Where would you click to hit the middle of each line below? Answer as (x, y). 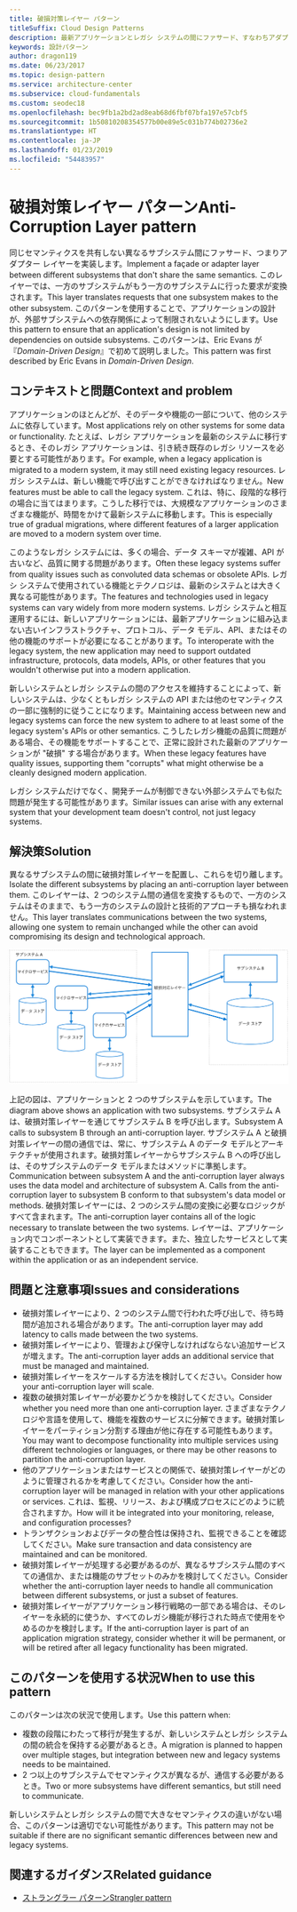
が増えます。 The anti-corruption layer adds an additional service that (148, 1356)
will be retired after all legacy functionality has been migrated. (135, 1647)
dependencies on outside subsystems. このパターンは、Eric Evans (131, 340)
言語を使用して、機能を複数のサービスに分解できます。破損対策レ (165, 1419)
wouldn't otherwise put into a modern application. (100, 669)
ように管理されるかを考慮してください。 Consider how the (128, 1481)
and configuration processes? (76, 1522)
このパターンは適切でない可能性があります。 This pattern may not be (149, 1825)
